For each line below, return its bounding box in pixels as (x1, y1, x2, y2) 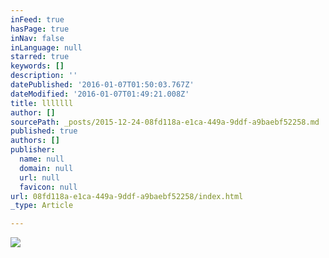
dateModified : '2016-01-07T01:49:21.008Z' (10, 89, 190, 99)
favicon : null (19, 182, 78, 192)
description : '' (10, 71, 78, 81)
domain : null (19, 163, 74, 173)
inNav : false (10, 33, 65, 43)
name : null (19, 154, 65, 164)
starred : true (10, 52, 70, 62)
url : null (19, 172, 60, 183)
